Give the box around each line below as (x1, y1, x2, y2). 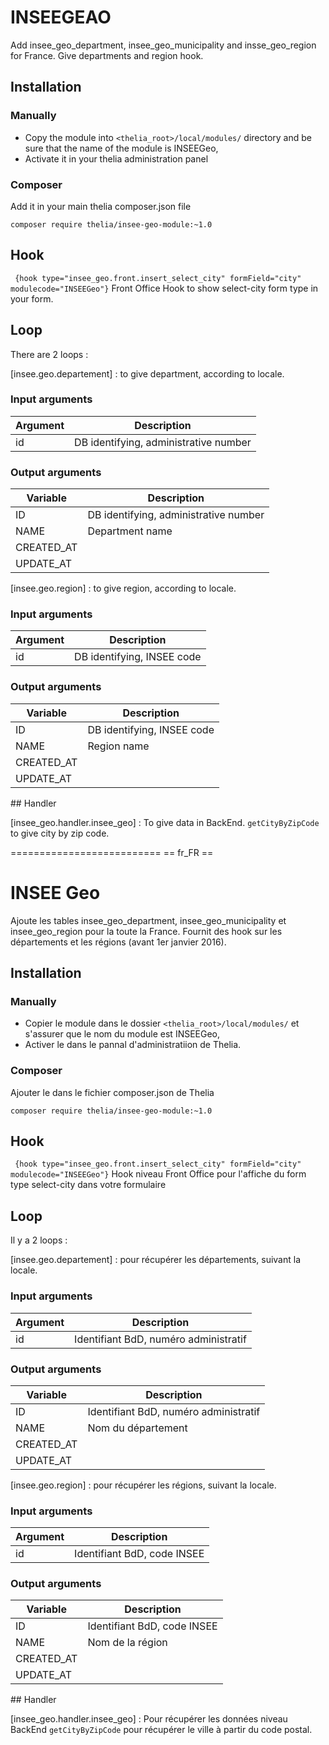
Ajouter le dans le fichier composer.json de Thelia (10, 1086, 215, 1098)
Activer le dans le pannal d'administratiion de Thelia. (24, 1039, 242, 1051)
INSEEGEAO (10, 6, 112, 29)
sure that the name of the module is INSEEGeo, (24, 142, 219, 154)
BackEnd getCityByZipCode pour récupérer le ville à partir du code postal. (10, 1724, 313, 1736)
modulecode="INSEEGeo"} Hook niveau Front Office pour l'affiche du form (10, 1168, 307, 1180)
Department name (87, 524, 173, 538)
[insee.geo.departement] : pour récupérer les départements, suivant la (10, 1254, 301, 1266)
